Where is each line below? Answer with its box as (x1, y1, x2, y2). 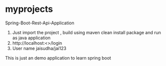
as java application (12, 35, 51, 41)
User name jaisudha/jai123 (12, 45, 67, 51)
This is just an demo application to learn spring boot (5, 55, 111, 61)
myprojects (5, 3, 53, 15)
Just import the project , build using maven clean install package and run (12, 29, 161, 35)
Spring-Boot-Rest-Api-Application (5, 20, 74, 26)
